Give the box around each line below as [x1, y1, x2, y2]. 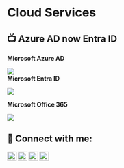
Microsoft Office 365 [7, 100, 68, 109]
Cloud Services [7, 5, 97, 20]
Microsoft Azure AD [7, 55, 65, 62]
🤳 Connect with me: [7, 133, 92, 145]
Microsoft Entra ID [7, 74, 60, 83]
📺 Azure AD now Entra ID [7, 33, 118, 44]
